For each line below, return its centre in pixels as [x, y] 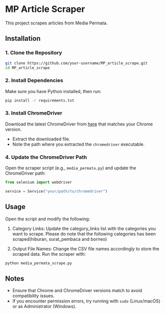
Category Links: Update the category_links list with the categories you [84, 228]
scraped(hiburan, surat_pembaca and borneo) [60, 239]
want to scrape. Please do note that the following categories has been [84, 234]
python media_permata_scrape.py [39, 263]
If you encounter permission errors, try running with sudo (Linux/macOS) [86, 301]
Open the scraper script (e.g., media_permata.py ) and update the [71, 168]
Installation [23, 39]
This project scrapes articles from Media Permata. [56, 23]
